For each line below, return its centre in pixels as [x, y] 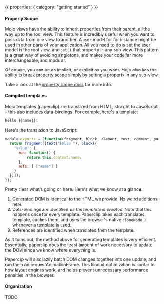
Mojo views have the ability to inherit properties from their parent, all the [78, 29]
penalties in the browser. [30, 275]
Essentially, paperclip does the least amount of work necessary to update [79, 245]
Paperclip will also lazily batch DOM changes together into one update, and [81, 259]
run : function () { [37, 153]
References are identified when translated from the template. [73, 230]
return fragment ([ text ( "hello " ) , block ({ [53, 144]
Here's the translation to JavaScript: [41, 130]
